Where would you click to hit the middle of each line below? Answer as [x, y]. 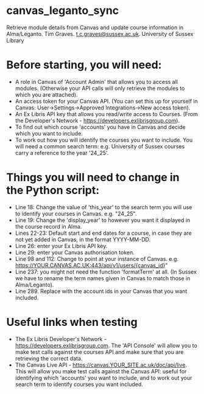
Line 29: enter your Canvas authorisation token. [75, 252]
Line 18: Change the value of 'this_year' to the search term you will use [104, 207]
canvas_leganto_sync [63, 11]
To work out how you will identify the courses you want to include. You [104, 140]
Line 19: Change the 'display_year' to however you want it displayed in [103, 220]
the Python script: [53, 191]
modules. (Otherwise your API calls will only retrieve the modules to [100, 88]
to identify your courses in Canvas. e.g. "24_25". [76, 213]
